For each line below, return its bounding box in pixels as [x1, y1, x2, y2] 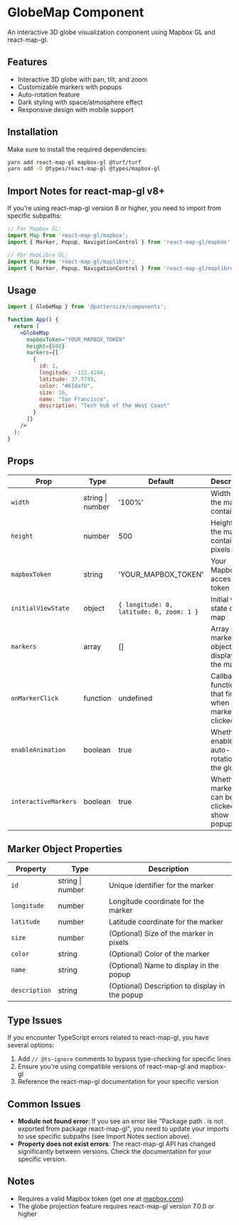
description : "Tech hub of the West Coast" [38, 402, 171, 410]
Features [7, 56, 48, 68]
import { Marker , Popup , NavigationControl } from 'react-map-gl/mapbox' [7, 238, 231, 246]
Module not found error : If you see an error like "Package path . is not [17, 1117, 224, 1125]
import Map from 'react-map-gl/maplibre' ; [7, 258, 135, 265]
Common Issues [7, 1098, 81, 1110]
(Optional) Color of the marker [109, 949, 210, 959]
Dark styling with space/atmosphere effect [17, 98, 144, 106]
